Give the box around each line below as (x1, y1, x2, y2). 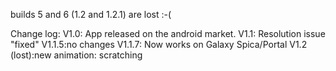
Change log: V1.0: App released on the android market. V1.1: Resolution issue (10, 28, 326, 39)
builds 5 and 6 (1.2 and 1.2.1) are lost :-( (10, 9, 172, 20)
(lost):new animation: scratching (10, 49, 143, 61)
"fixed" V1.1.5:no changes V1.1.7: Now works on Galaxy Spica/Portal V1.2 (10, 39, 308, 50)
